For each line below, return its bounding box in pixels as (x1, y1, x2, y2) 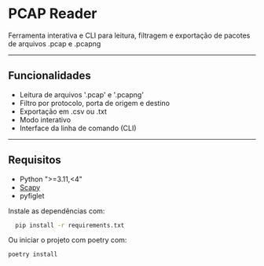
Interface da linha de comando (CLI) (19, 123, 137, 133)
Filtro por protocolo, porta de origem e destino (19, 98, 170, 107)
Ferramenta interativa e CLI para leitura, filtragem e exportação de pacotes (8, 31, 251, 40)
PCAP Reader (8, 5, 97, 23)
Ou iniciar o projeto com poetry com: (8, 235, 127, 245)
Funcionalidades (8, 69, 92, 82)
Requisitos (8, 154, 61, 167)
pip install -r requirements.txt (15, 221, 125, 229)
